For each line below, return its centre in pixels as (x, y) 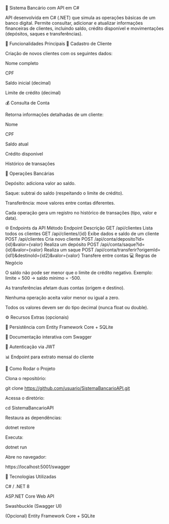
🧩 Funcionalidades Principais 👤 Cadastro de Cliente (59, 44)
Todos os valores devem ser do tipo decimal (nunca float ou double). (77, 307)
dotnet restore (20, 427)
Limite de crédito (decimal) (33, 93)
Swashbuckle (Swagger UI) (34, 506)
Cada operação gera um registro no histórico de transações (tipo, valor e (81, 213)
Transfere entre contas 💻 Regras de (119, 255)
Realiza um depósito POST (72, 244)
